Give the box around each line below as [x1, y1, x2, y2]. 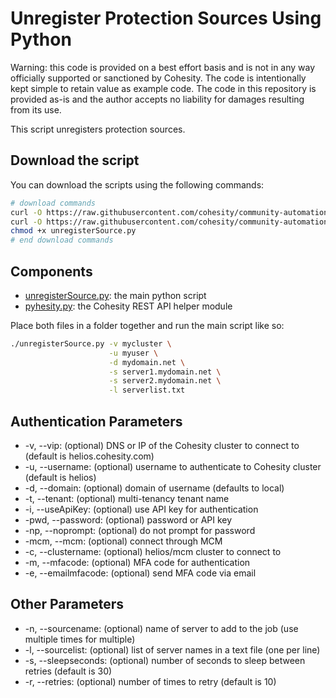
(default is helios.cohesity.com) [24, 450, 155, 462]
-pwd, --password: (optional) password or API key [24, 514, 233, 526]
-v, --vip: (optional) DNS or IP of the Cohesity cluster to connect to [24, 440, 300, 451]
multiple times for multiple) [24, 633, 136, 645]
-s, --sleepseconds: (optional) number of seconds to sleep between [24, 654, 306, 666]
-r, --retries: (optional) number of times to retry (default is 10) [24, 675, 277, 687]
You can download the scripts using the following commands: [10, 178, 265, 191]
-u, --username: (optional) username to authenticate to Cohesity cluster [24, 461, 322, 472]
